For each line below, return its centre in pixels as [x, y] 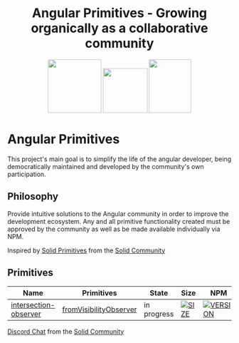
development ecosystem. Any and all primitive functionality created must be [119, 221]
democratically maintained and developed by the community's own [106, 166]
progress [159, 314]
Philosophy [33, 196]
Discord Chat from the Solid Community [66, 331]
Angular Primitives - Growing [119, 13]
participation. [27, 174]
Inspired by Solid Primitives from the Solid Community [86, 250]
